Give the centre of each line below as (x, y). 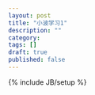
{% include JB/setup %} (47, 82)
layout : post (30, 15)
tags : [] (23, 45)
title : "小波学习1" (38, 23)
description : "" (35, 30)
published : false (37, 60)
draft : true (28, 52)
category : (25, 38)
